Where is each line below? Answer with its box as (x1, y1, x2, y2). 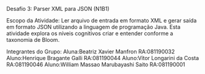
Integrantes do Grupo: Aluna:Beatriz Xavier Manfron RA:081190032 (6, 48, 176, 55)
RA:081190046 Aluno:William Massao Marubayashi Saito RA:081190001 (6, 61, 185, 68)
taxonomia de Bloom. (6, 36, 60, 43)
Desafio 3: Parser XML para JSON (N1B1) (6, 5, 110, 12)
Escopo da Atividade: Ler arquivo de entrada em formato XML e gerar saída (6, 17, 197, 24)
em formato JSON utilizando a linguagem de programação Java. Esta (6, 24, 181, 30)
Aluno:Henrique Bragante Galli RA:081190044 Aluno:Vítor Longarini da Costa (6, 55, 199, 61)
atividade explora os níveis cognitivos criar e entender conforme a (6, 30, 173, 37)
